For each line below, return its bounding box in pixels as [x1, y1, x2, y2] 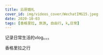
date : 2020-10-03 [5, 16, 40, 21]
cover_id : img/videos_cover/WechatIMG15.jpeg [5, 12, 98, 17]
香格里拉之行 [5, 45, 30, 51]
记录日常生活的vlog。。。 [5, 35, 52, 40]
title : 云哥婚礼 [5, 7, 35, 12]
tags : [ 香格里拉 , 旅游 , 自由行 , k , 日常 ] [5, 20, 80, 26]
